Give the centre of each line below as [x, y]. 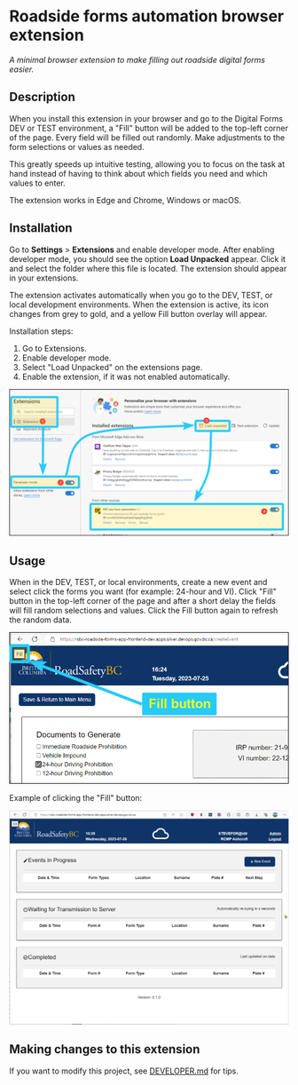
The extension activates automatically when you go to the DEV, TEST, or [141, 295]
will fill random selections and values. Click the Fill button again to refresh [144, 611]
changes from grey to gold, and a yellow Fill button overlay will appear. [138, 313]
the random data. [41, 620]
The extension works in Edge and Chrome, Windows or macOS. [125, 200]
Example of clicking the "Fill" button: [76, 797]
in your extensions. [44, 278]
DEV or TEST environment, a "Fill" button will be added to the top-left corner [149, 128]
